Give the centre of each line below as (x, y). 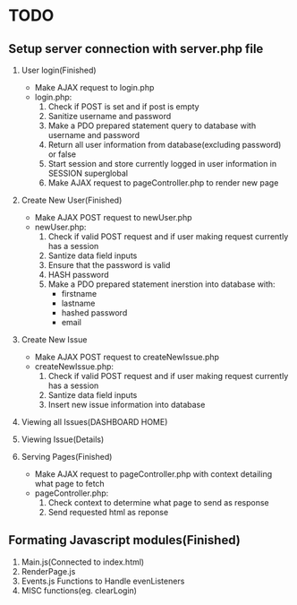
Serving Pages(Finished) (67, 457)
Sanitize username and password (110, 116)
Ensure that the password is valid (109, 265)
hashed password (94, 313)
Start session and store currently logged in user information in (162, 164)
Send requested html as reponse (108, 512)
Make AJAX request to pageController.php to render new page (163, 183)
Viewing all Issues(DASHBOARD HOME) (94, 422)
